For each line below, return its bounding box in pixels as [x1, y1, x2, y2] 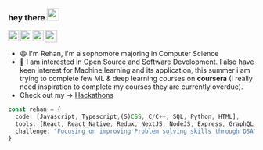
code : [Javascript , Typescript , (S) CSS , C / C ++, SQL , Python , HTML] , [15, 113, 240, 121]
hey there [8, 12, 45, 23]
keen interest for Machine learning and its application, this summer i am [19, 66, 250, 75]
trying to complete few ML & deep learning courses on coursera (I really [19, 74, 253, 84]
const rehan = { [8, 105, 61, 113]
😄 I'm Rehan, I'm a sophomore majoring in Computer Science [19, 49, 219, 59]
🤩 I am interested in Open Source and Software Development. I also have [19, 57, 254, 66]
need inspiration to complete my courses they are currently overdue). [19, 82, 243, 91]
